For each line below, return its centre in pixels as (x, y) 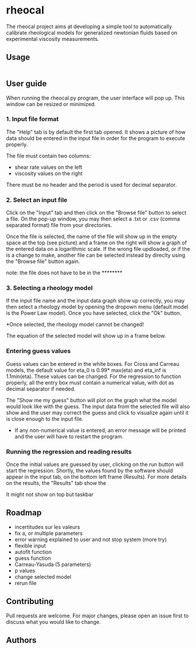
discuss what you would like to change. (54, 621)
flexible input (30, 545)
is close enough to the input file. (45, 419)
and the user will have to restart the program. (69, 436)
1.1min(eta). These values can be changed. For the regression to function (94, 376)
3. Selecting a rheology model (49, 288)
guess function (32, 558)
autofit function (33, 552)
